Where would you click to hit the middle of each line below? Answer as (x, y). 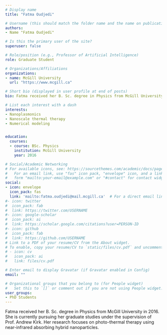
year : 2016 (25, 155)
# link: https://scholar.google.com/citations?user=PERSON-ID (72, 224)
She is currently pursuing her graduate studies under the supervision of (79, 317)
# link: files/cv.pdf (30, 261)
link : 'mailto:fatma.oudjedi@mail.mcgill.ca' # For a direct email (82, 197)
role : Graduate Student (30, 60)
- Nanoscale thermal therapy (35, 119)
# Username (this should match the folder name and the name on (73, 23)
